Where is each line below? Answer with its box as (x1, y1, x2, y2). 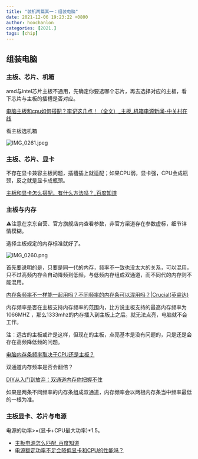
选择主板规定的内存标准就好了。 (6, 240, 84, 247)
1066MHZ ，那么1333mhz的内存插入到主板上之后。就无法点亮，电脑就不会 (6, 311, 187, 319)
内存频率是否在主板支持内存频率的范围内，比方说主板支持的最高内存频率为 (6, 304, 187, 311)
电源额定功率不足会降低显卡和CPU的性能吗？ (14, 447, 124, 454)
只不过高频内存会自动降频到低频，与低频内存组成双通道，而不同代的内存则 (6, 271, 187, 278)
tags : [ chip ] (6, 31, 38, 37)
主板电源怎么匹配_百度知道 (14, 439, 80, 446)
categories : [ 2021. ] (6, 25, 57, 31)
